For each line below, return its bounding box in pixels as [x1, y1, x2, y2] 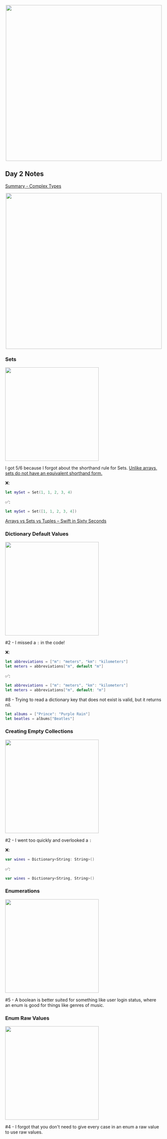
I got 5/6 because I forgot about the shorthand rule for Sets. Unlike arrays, [5, 465, 158, 471]
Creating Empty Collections [5, 728, 74, 735]
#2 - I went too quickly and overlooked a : [5, 837, 92, 843]
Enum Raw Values [5, 1014, 50, 1021]
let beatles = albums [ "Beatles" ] [5, 716, 75, 721]
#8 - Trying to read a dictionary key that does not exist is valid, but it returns [5, 696, 162, 702]
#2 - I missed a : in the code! [5, 640, 65, 646]
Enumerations [5, 888, 40, 895]
